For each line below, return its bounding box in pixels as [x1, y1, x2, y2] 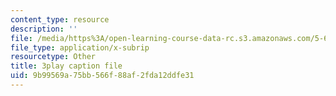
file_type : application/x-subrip [10, 42, 150, 53]
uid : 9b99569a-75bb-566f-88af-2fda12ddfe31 [10, 71, 195, 81]
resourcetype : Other [10, 52, 97, 62]
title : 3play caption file [10, 61, 123, 71]
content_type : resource [10, 14, 110, 25]
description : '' [10, 24, 78, 34]
